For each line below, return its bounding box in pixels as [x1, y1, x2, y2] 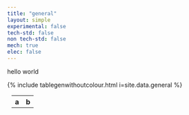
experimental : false [7, 23, 67, 30]
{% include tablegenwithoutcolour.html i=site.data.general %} [7, 81, 183, 89]
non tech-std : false [7, 36, 67, 43]
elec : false [7, 49, 41, 56]
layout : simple [7, 17, 51, 23]
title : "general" [7, 10, 57, 17]
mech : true [7, 42, 39, 49]
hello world [7, 67, 39, 76]
